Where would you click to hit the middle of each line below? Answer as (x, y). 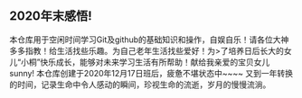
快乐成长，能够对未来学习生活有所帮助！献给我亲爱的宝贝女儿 (155, 62)
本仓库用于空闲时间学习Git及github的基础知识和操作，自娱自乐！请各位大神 (149, 40)
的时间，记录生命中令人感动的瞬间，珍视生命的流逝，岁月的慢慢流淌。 (140, 85)
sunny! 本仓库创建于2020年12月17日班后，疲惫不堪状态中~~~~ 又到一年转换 (151, 73)
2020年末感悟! (51, 16)
